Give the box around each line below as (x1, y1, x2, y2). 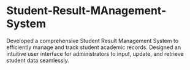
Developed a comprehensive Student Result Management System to (6, 37, 179, 44)
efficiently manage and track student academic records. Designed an (6, 44, 181, 51)
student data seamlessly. (6, 56, 69, 64)
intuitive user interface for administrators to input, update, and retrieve (6, 50, 184, 57)
